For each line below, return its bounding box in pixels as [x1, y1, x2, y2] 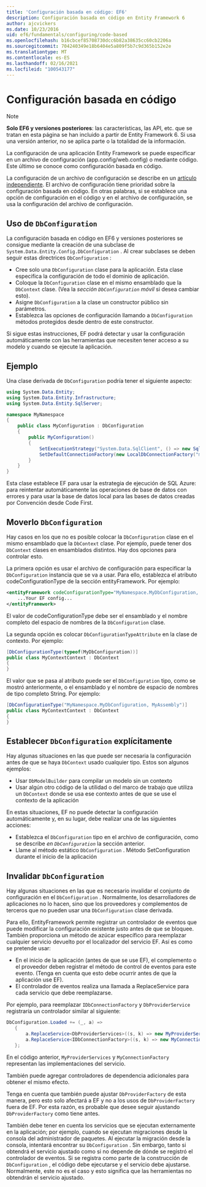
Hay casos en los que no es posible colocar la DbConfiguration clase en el [6, 533, 194, 540]
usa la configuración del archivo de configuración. [6, 201, 134, 208]
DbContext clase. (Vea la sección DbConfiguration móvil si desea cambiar [15, 286, 199, 293]
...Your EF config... [17, 595, 72, 601]
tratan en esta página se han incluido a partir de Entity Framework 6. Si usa [6, 131, 196, 139]
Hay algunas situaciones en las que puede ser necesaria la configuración [6, 752, 191, 759]
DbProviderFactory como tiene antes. [6, 1110, 100, 1117]
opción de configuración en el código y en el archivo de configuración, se [6, 194, 193, 201]
